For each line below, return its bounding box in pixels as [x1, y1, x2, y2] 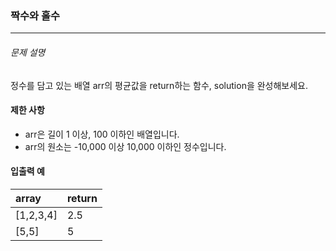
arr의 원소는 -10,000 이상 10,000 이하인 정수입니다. [24, 140, 227, 152]
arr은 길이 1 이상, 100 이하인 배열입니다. [24, 128, 180, 140]
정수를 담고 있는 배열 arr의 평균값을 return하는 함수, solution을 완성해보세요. [10, 79, 309, 91]
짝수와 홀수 [10, 8, 61, 22]
